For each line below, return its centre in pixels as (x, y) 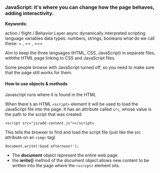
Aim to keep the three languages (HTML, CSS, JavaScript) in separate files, (80, 53)
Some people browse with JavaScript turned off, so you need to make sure (80, 67)
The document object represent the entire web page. (65, 155)
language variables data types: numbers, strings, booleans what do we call (80, 38)
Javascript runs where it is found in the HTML (51, 94)
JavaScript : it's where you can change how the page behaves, (80, 7)
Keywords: (16, 24)
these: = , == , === (24, 44)
